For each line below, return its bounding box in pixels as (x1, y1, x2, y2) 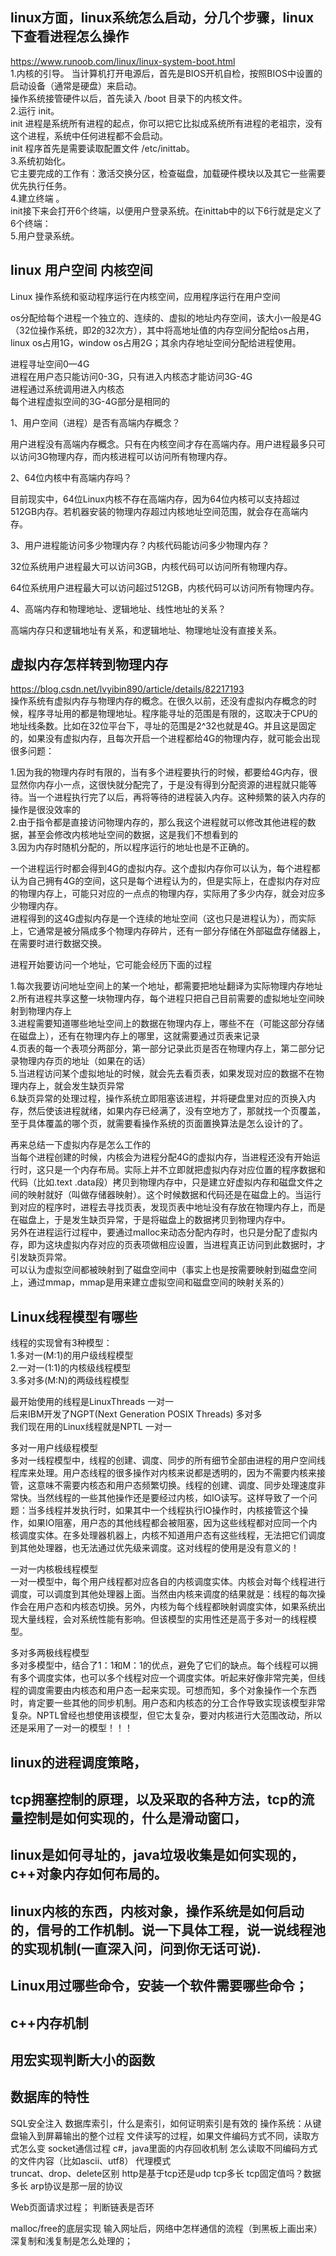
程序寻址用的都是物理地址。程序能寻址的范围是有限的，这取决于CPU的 (27, 708, 318, 720)
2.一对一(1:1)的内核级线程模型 (10, 1362, 132, 1374)
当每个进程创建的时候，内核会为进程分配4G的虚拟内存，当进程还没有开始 (10, 1151, 312, 1163)
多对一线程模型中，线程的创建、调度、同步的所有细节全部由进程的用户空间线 (10, 1454, 326, 1467)
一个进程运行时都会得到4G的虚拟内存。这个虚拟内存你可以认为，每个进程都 (10, 863, 321, 875)
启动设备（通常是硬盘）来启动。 (10, 79, 142, 92)
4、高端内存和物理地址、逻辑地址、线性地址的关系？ (10, 603, 227, 615)
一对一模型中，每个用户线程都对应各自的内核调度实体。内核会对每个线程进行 (10, 1576, 326, 1588)
